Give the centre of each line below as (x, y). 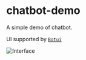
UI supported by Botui (34, 39)
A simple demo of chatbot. (39, 27)
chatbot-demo (43, 11)
